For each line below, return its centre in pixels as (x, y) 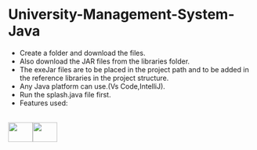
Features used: (43, 103)
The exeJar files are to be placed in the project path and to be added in (134, 69)
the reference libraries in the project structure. (94, 78)
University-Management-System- (121, 15)
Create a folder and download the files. (82, 53)
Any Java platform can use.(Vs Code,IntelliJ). (92, 86)
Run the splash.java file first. (65, 94)
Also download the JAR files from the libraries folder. (105, 61)
